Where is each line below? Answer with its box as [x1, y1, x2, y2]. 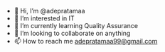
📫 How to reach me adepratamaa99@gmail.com [14, 37, 158, 45]
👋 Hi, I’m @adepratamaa [14, 7, 85, 15]
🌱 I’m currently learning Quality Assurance [14, 22, 139, 30]
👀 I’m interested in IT [14, 14, 75, 22]
